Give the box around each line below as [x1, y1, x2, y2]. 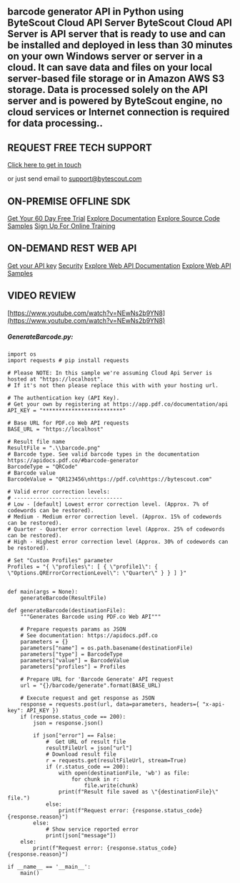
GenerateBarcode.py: [7, 332, 74, 341]
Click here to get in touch [7, 161, 82, 169]
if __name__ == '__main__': [7, 863, 91, 870]
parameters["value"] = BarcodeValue [20, 657, 130, 664]
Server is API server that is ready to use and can [7, 28, 226, 40]
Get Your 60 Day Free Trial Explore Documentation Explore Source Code [7, 214, 220, 223]
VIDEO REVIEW [7, 289, 76, 302]
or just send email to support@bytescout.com [7, 174, 142, 183]
